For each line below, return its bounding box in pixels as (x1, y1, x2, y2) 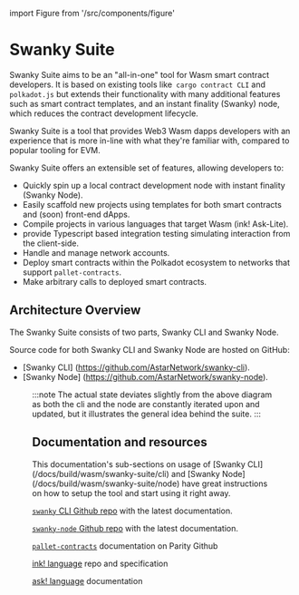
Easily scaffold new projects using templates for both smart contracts (22, 199, 283, 210)
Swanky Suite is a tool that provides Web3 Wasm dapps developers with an (9, 125, 291, 136)
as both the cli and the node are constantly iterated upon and (32, 398, 260, 409)
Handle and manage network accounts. (22, 247, 170, 258)
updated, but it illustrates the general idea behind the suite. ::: (32, 408, 261, 419)
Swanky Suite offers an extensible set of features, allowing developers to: (9, 162, 284, 173)
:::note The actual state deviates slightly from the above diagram (32, 389, 273, 400)
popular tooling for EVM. (9, 144, 101, 155)
